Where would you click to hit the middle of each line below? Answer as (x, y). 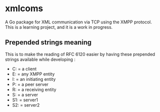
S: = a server (25, 94)
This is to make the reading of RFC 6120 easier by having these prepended (80, 54)
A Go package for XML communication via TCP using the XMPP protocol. (79, 22)
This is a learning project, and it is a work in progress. (59, 27)
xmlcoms (24, 9)
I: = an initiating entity (34, 79)
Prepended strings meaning (48, 43)
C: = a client (24, 69)
